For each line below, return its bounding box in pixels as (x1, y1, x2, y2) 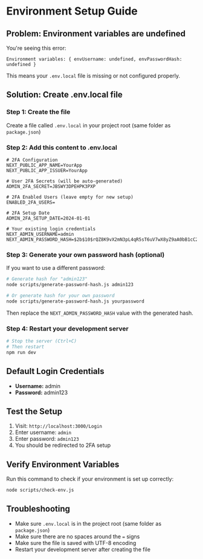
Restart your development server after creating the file (14, 546, 151, 553)
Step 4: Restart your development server (6, 324, 129, 333)
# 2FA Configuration (6, 156, 59, 163)
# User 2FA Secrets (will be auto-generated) (6, 178, 123, 184)
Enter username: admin (14, 429, 71, 436)
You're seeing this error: (6, 44, 66, 52)
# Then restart (6, 344, 45, 350)
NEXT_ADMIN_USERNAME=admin (6, 231, 74, 237)
